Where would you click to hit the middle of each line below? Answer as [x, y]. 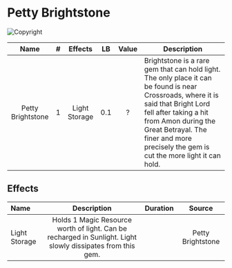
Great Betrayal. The [175, 129]
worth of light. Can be [92, 228]
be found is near [171, 86]
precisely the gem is [177, 146]
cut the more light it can [182, 155]
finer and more [168, 138]
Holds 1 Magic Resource [92, 220]
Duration [159, 208]
